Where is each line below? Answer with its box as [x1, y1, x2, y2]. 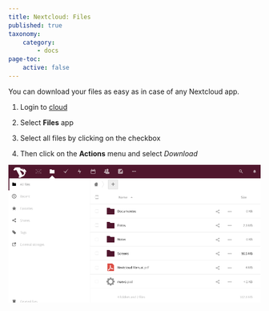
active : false [22, 64, 70, 72]
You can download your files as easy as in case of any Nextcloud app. [8, 87, 240, 96]
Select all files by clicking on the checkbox [19, 133, 161, 143]
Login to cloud [19, 102, 68, 111]
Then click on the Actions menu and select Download [19, 148, 198, 158]
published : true [8, 21, 62, 30]
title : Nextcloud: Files [8, 13, 91, 21]
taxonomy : [8, 30, 42, 38]
